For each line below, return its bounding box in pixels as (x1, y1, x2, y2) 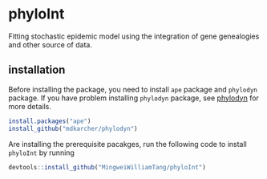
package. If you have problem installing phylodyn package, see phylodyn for (8, 93, 259, 103)
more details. (8, 101, 52, 111)
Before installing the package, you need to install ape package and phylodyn (8, 84, 258, 94)
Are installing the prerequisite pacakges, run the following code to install (8, 139, 247, 148)
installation (8, 63, 66, 77)
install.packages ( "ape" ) (8, 117, 91, 125)
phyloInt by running (8, 148, 75, 157)
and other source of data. (8, 39, 92, 49)
